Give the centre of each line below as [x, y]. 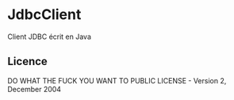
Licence [28, 62]
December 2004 [34, 89]
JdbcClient [44, 15]
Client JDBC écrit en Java [50, 37]
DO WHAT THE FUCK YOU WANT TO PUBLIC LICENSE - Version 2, [117, 80]
